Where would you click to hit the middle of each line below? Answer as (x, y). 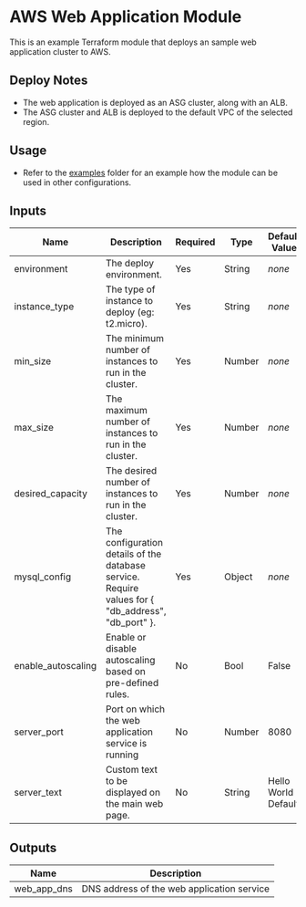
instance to (129, 301)
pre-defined (132, 683)
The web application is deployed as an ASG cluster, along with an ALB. (155, 102)
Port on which (135, 709)
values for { (130, 599)
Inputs (28, 210)
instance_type (44, 307)
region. (36, 121)
